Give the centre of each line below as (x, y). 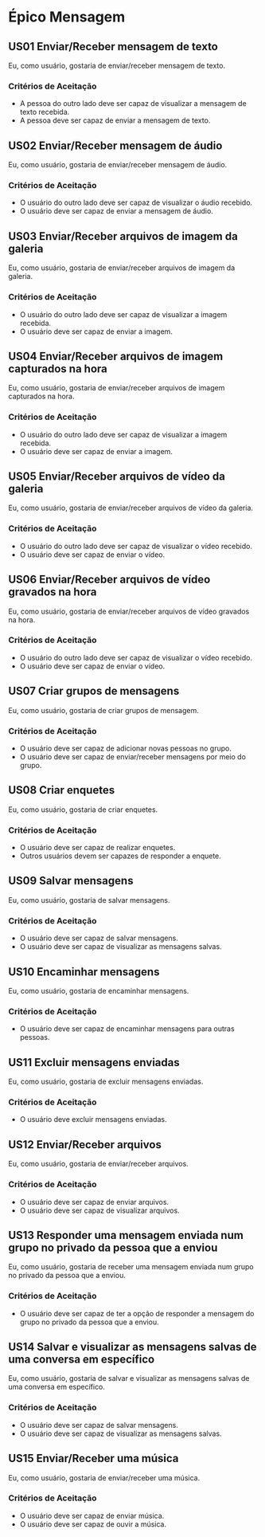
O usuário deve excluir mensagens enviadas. (93, 1119)
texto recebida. (45, 112)
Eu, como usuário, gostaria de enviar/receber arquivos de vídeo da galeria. (131, 508)
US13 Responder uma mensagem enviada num (126, 1235)
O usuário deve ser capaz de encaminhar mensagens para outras (127, 1029)
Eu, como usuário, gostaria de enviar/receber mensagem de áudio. (118, 165)
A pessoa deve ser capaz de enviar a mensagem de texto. (115, 120)
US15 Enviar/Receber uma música (94, 1459)
